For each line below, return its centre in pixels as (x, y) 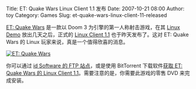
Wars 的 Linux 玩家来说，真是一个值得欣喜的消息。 (67, 42)
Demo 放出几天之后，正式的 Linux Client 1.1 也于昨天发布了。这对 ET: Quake (97, 35)
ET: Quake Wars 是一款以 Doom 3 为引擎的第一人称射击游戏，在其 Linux (93, 27)
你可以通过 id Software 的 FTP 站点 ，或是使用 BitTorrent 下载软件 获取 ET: (94, 66)
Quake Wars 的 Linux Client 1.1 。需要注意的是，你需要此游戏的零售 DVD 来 (95, 73)
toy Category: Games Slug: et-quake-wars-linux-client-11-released (87, 15)
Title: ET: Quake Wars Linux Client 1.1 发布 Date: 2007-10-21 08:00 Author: (95, 8)
